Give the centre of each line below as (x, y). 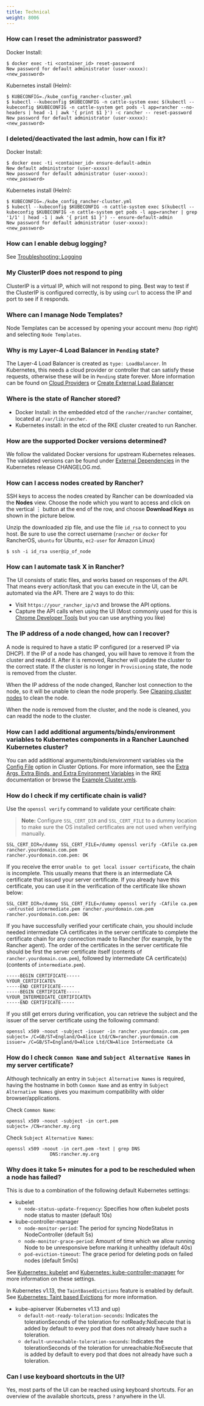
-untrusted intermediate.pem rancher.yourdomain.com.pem (80, 909)
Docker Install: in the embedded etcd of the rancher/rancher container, (104, 412)
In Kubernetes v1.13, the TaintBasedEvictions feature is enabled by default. (100, 1290)
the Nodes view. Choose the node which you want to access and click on (98, 503)
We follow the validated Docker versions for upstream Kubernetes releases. (101, 454)
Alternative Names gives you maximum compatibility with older (85, 1091)
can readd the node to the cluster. (49, 716)
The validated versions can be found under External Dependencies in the (98, 461)
